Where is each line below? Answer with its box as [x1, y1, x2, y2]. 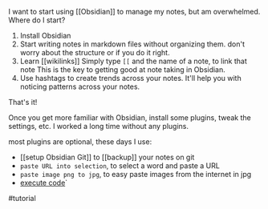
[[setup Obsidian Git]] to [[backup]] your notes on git [19, 152, 195, 162]
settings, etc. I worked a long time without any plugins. [8, 122, 189, 131]
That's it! [8, 98, 38, 107]
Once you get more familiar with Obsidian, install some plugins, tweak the [8, 113, 251, 123]
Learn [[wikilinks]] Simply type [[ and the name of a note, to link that [19, 56, 247, 66]
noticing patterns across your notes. [19, 82, 140, 91]
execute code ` [19, 178, 68, 187]
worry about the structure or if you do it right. [19, 48, 170, 57]
